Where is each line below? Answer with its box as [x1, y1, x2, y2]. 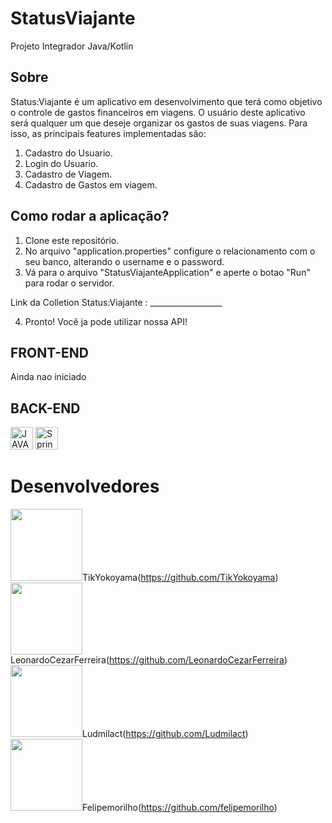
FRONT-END [10, 344, 89, 361]
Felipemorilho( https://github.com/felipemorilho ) [82, 802, 278, 814]
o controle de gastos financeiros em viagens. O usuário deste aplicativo [10, 106, 306, 118]
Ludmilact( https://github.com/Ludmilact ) [82, 728, 249, 740]
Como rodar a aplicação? [10, 208, 170, 225]
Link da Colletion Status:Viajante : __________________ [10, 296, 223, 308]
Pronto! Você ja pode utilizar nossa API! [24, 315, 188, 327]
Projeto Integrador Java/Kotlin [10, 40, 134, 52]
